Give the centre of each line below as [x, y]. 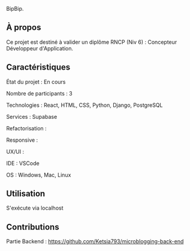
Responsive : [22, 140]
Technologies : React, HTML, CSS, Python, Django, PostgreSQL [85, 105]
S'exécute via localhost [35, 208]
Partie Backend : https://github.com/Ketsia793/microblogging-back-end [95, 241]
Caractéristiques [38, 68]
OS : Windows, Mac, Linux [39, 175]
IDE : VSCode [23, 163]
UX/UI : [15, 151]
